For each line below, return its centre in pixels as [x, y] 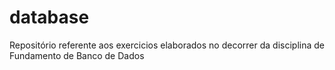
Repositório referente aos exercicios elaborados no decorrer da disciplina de [167, 45]
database [49, 17]
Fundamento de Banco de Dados [77, 55]
